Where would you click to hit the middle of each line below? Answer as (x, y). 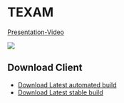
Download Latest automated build (67, 85)
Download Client (45, 68)
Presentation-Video (36, 32)
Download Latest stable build (60, 92)
